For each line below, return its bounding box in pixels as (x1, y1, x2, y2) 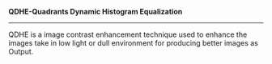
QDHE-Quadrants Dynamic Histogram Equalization (8, 7, 183, 16)
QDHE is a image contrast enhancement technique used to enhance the (8, 30, 248, 39)
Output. (8, 47, 34, 56)
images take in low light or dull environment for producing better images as (8, 38, 259, 47)
